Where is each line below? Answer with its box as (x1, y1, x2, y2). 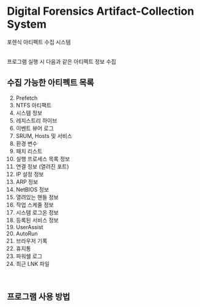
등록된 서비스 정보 (15, 216, 59, 224)
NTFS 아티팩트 (15, 101, 52, 108)
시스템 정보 (15, 109, 43, 116)
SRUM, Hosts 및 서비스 (15, 132, 73, 139)
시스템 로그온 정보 (15, 208, 59, 216)
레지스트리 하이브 (15, 116, 57, 124)
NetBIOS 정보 (15, 186, 50, 193)
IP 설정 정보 (15, 170, 44, 178)
